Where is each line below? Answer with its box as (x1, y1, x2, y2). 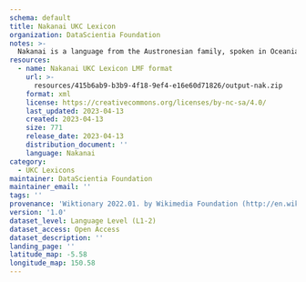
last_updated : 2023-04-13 (25, 106, 125, 116)
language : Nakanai (25, 148, 96, 157)
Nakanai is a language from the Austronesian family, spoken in (17, 47, 267, 56)
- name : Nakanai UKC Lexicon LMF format (17, 65, 173, 74)
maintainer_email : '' (9, 183, 92, 192)
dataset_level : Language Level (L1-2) (9, 216, 157, 226)
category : (9, 156, 47, 166)
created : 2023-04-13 (25, 115, 104, 124)
